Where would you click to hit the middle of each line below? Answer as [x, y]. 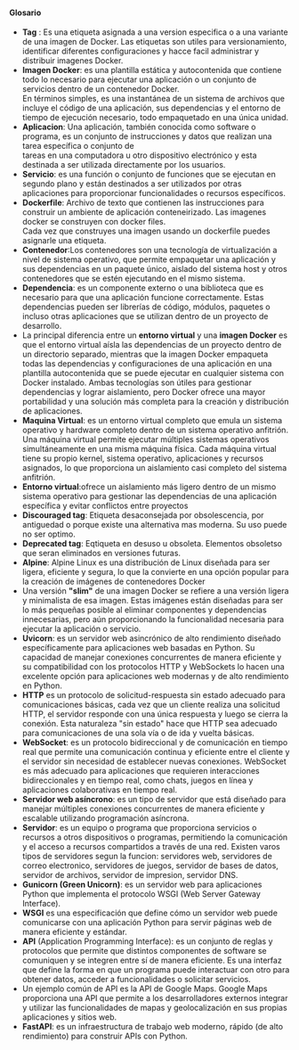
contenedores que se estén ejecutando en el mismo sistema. [133, 279]
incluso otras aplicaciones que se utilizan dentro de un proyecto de [145, 316]
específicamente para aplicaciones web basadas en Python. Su [138, 648]
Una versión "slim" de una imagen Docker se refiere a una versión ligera [155, 591]
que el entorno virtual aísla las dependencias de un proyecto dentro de [152, 345]
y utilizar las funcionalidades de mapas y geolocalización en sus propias [154, 1008]
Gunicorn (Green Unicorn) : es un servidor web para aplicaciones [142, 885]
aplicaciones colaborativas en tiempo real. [100, 790]
